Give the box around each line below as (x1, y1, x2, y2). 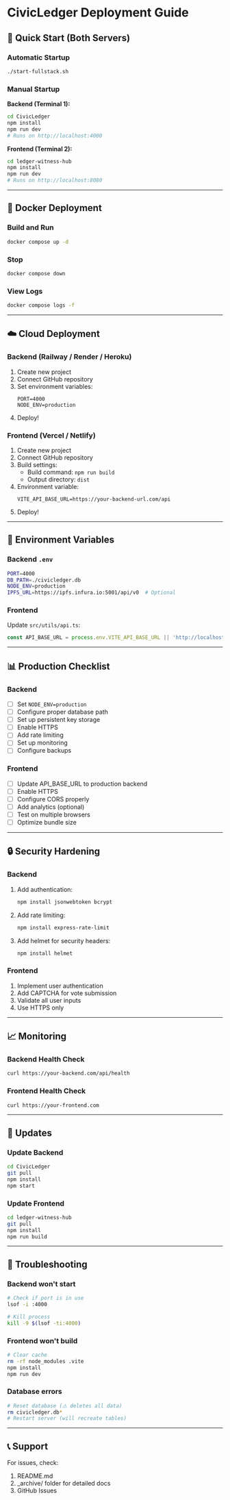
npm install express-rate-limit (16, 924, 110, 931)
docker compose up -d (7, 238, 69, 245)
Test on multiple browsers (16, 810, 90, 818)
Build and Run (7, 223, 55, 232)
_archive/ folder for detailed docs (16, 1479, 111, 1488)
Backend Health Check (7, 1055, 85, 1064)
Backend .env (7, 555, 53, 564)
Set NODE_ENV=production (16, 700, 87, 708)
